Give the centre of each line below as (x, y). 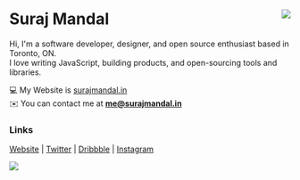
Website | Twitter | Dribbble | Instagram (82, 149)
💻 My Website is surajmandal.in (68, 90)
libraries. (25, 72)
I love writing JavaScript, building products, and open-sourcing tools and (143, 62)
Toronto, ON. (33, 53)
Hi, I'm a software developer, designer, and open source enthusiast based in (150, 44)
